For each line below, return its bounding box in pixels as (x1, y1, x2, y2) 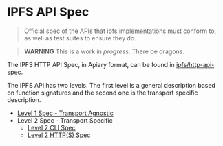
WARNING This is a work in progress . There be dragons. (23, 47, 184, 56)
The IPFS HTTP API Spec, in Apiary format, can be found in (7, 60, 176, 69)
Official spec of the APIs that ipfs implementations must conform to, (23, 27, 217, 35)
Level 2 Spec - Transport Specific (17, 116, 113, 124)
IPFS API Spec (7, 4, 89, 20)
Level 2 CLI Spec (27, 123, 76, 132)
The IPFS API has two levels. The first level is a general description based (7, 81, 215, 89)
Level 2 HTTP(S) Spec (27, 131, 91, 139)
